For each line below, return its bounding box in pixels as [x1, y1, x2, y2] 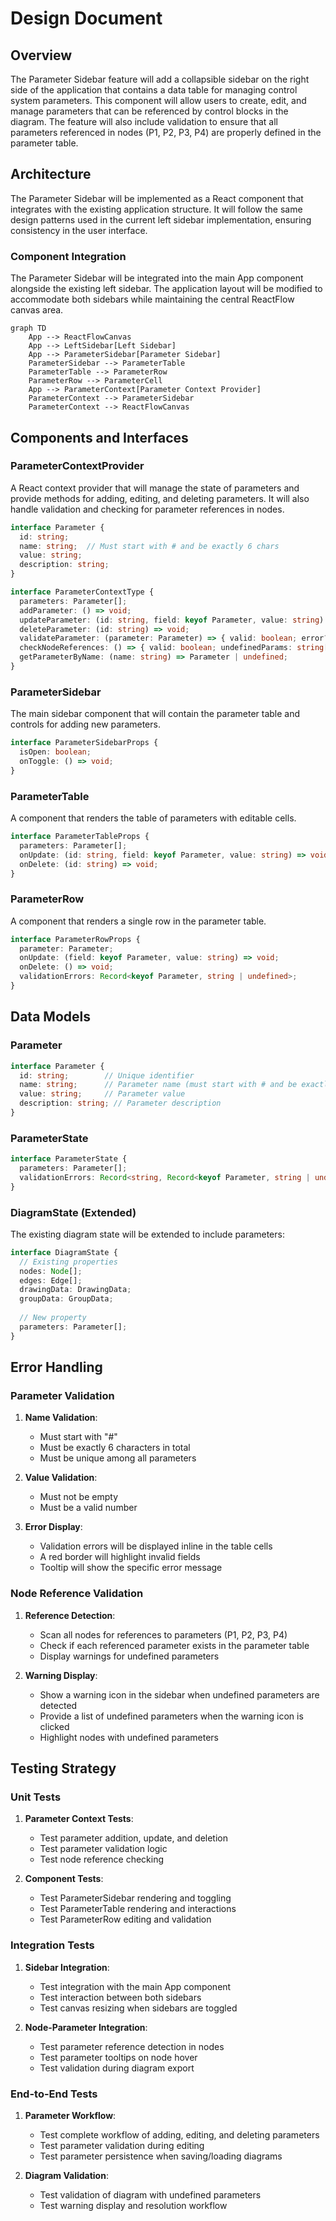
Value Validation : [24, 1472, 98, 1484]
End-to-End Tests [10, 2087, 98, 2101]
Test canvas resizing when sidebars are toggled [39, 2002, 238, 2014]
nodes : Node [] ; [19, 1266, 83, 1276]
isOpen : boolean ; [19, 747, 92, 757]
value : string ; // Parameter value [19, 1089, 186, 1099]
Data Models [10, 1008, 91, 1026]
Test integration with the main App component [39, 1980, 232, 1992]
